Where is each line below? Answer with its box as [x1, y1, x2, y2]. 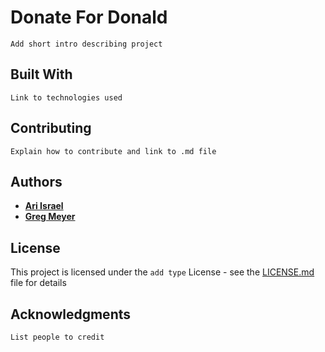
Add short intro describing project [10, 39, 163, 49]
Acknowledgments [10, 306, 132, 323]
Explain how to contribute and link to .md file [10, 146, 217, 156]
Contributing [10, 120, 92, 137]
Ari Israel [24, 200, 64, 212]
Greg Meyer [24, 211, 76, 223]
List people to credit [10, 332, 105, 342]
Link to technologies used [10, 92, 123, 103]
